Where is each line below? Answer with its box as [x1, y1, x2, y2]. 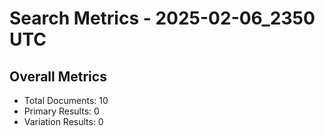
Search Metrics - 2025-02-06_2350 [9, 7, 316, 30]
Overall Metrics [9, 68, 107, 85]
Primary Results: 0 [23, 105, 100, 117]
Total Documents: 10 [23, 95, 109, 106]
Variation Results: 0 [23, 116, 104, 127]
